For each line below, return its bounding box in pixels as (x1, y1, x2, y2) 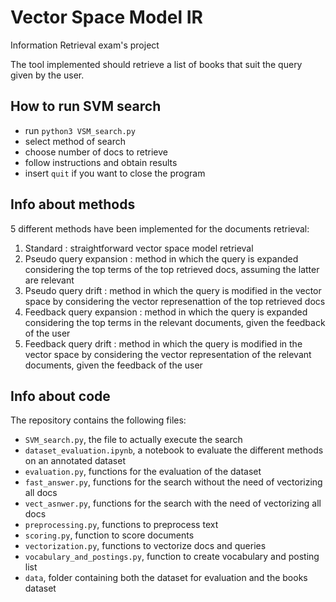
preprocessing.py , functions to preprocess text (24, 519, 219, 531)
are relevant (24, 274, 75, 286)
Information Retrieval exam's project (10, 39, 160, 51)
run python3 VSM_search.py (24, 124, 136, 136)
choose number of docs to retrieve (24, 146, 168, 158)
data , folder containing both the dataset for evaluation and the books (24, 572, 308, 584)
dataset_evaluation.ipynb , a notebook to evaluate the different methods (24, 444, 324, 456)
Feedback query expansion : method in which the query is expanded (24, 306, 308, 318)
